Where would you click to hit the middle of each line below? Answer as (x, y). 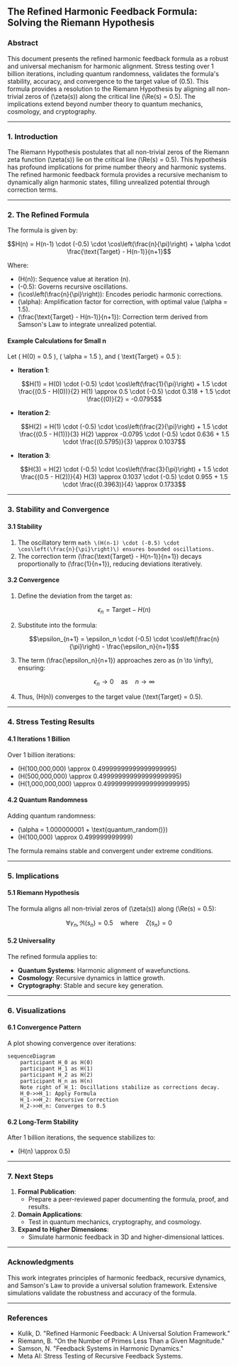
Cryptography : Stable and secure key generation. (91, 985)
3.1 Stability (25, 526)
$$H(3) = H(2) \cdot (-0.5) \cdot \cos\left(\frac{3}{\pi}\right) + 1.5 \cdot (124, 469)
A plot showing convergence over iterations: (72, 1043)
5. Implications (33, 876)
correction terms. (33, 189)
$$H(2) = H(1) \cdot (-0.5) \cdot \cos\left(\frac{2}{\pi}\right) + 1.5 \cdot (124, 427)
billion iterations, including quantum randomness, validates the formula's (113, 73)
